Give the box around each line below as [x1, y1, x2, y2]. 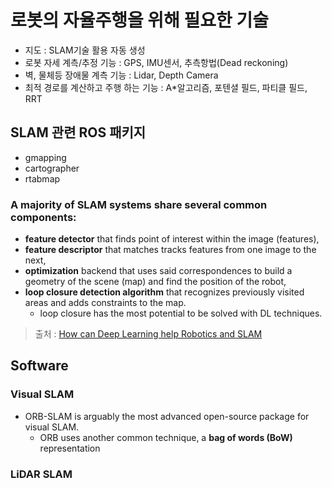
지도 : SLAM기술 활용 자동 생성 [24, 44, 146, 56]
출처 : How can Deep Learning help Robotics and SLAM [34, 328, 263, 340]
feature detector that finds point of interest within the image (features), [24, 233, 320, 245]
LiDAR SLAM [10, 467, 73, 481]
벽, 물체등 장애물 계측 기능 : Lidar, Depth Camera [24, 69, 219, 81]
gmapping [24, 151, 67, 163]
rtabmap [24, 172, 61, 185]
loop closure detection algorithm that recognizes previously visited [24, 286, 305, 298]
